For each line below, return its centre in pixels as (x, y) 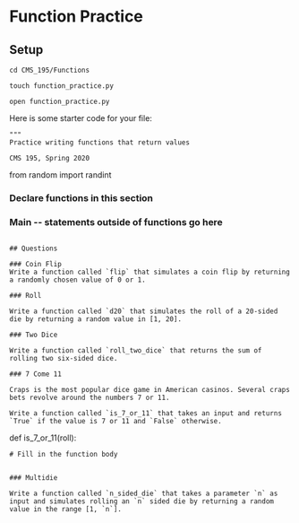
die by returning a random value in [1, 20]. (95, 319)
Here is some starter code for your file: (81, 118)
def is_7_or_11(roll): (43, 438)
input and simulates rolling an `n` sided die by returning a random (142, 501)
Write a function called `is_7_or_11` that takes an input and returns (145, 414)
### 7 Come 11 (36, 374)
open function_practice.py (60, 101)
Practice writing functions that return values (100, 143)
